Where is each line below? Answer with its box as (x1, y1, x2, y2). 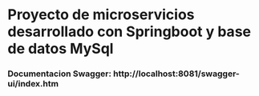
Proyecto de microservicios (7, 6, 195, 24)
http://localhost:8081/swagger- (112, 68, 240, 79)
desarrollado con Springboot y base (7, 22, 252, 41)
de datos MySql (7, 40, 114, 58)
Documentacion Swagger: (7, 68, 111, 79)
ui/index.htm (7, 78, 59, 90)
